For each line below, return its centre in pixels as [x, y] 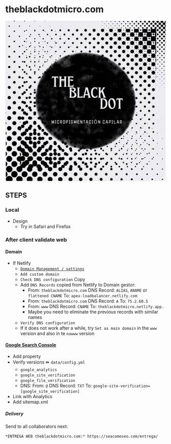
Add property [27, 356]
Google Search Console [31, 345]
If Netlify [22, 263]
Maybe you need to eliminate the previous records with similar [93, 312]
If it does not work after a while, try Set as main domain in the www [89, 328]
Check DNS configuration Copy [53, 279]
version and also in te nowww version [57, 333]
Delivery [15, 413]
